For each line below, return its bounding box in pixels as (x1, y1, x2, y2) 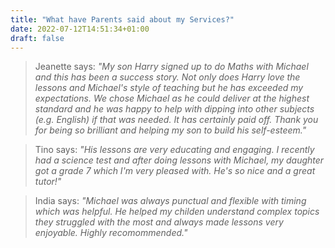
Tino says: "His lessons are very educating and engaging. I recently (34, 144, 315, 156)
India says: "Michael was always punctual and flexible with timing (34, 195, 307, 207)
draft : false (10, 33, 65, 43)
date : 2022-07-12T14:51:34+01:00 (10, 24, 150, 34)
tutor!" (34, 176, 62, 188)
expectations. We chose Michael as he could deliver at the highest (34, 92, 310, 105)
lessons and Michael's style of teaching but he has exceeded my (34, 82, 304, 94)
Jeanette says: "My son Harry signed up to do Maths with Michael (34, 61, 309, 73)
